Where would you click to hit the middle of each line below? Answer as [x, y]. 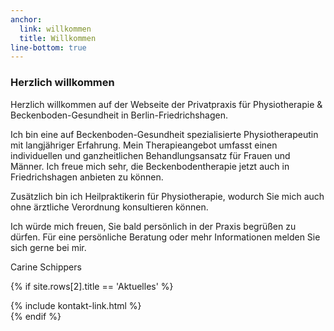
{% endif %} [36, 316]
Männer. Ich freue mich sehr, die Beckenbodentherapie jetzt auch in [150, 166]
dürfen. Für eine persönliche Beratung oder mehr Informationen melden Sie [165, 237]
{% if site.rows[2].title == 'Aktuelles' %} [92, 286]
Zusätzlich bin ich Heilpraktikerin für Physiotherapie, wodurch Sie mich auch [167, 196]
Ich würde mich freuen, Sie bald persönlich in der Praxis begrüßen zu [153, 226]
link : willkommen [55, 29]
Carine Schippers [46, 267]
